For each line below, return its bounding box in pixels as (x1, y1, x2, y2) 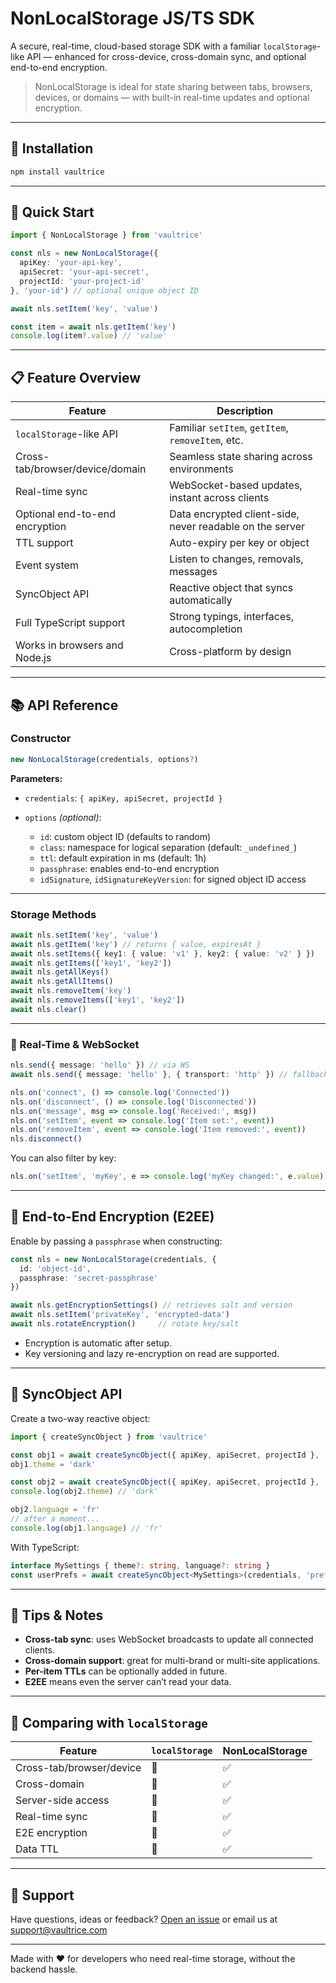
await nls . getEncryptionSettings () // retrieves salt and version (10, 1300, 293, 1311)
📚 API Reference (10, 697, 119, 714)
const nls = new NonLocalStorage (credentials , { (10, 1254, 217, 1264)
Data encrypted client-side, (169, 507, 300, 521)
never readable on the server (169, 520, 306, 534)
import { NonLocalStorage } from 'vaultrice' (10, 230, 203, 241)
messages (169, 565, 218, 579)
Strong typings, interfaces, (169, 610, 295, 624)
